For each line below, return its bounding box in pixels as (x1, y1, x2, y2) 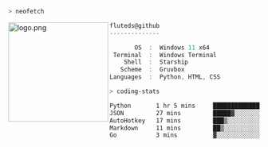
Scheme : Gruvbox (120, 66, 185, 74)
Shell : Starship (123, 58, 189, 67)
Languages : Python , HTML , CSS (109, 73, 221, 81)
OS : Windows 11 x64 (134, 44, 210, 52)
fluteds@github (109, 21, 160, 29)
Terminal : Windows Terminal (112, 51, 217, 59)
